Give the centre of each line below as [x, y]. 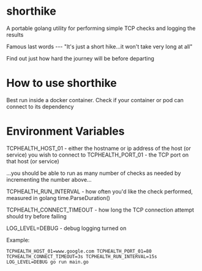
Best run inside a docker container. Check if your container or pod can [95, 100]
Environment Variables [65, 131]
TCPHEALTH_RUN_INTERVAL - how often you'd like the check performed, [99, 191]
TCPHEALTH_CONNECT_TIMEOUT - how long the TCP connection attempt [100, 210]
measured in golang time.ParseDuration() [58, 198]
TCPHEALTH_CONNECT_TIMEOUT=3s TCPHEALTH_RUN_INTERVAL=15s [82, 256]
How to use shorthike [62, 83]
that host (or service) [33, 161]
